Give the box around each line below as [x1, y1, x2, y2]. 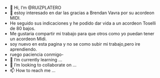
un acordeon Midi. [9, 36, 47, 42]
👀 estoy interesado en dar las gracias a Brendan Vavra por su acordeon [9, 10, 155, 16]
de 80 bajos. [9, 26, 35, 31]
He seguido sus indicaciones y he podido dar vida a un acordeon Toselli [9, 20, 156, 26]
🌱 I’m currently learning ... [9, 57, 63, 62]
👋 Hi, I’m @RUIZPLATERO [9, 5, 62, 10]
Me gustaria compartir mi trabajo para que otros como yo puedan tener [9, 31, 155, 36]
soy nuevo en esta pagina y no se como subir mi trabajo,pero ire [9, 41, 140, 47]
